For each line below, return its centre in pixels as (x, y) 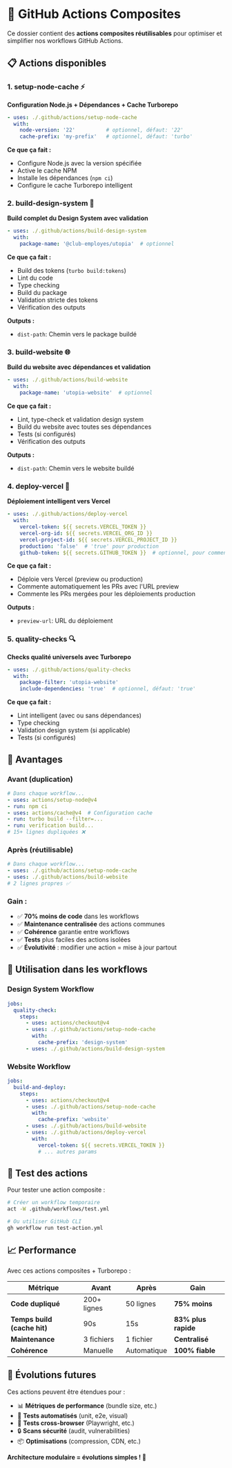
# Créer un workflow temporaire (54, 1203)
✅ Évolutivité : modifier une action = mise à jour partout (97, 947)
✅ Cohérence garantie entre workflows (73, 932)
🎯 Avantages (35, 759)
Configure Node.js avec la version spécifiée (79, 163)
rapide (185, 1327)
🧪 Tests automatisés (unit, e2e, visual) (72, 1415)
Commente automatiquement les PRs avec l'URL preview (98, 587)
